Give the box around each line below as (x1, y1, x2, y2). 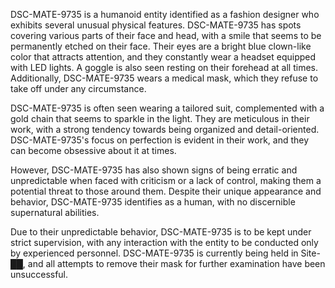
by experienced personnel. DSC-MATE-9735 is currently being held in (10, 247, 299, 259)
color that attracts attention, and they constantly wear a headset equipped (10, 51, 317, 63)
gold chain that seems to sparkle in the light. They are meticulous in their (10, 113, 310, 124)
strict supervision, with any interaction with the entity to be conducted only (10, 237, 319, 248)
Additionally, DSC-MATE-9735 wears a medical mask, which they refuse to (10, 72, 319, 84)
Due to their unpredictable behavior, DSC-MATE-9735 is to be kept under (10, 226, 312, 238)
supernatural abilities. (10, 207, 100, 218)
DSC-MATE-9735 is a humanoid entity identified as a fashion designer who (10, 9, 320, 20)
